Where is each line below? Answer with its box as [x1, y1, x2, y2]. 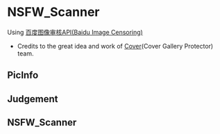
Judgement [7, 93, 58, 105]
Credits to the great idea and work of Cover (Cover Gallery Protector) [17, 42, 214, 50]
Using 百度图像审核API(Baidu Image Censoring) [7, 28, 144, 36]
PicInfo [7, 69, 39, 81]
